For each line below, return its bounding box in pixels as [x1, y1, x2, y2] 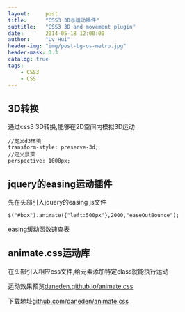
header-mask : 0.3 [8, 50, 58, 57]
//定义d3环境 [8, 138, 42, 145]
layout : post [8, 10, 58, 17]
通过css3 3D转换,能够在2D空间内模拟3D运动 [8, 123, 135, 131]
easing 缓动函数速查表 [8, 225, 70, 233]
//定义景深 [8, 151, 35, 158]
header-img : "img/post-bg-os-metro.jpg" [8, 43, 127, 50]
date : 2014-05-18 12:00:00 [8, 29, 105, 37]
